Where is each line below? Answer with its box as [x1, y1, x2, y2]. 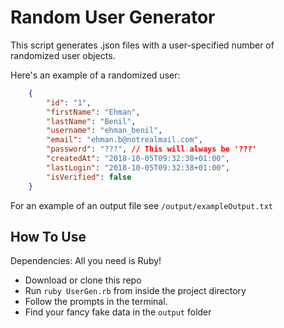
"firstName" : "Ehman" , [46, 107, 141, 117]
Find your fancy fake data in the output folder [24, 306, 212, 318]
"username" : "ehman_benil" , [46, 126, 163, 136]
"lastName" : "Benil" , [46, 116, 137, 126]
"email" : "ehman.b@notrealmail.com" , [46, 135, 203, 145]
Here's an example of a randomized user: [10, 69, 181, 81]
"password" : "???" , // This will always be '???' [46, 144, 257, 155]
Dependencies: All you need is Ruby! [10, 255, 162, 267]
